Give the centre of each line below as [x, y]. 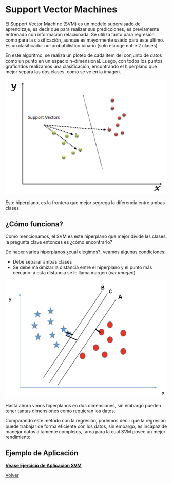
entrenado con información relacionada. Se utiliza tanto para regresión [80, 34]
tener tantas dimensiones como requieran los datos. [60, 411]
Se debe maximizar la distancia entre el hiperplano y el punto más [82, 267]
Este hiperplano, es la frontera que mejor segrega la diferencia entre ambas [85, 202]
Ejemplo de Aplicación [42, 453]
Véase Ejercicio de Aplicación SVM [43, 466]
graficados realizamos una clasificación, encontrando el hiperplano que [81, 66]
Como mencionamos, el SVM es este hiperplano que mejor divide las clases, [86, 236]
